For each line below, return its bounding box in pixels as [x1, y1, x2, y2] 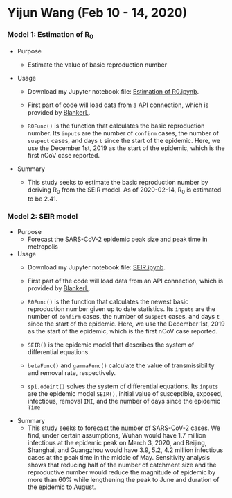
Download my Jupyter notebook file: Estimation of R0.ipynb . [27, 87, 199, 95]
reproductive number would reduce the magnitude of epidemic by [27, 467, 216, 476]
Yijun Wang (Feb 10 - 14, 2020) [7, 5, 188, 21]
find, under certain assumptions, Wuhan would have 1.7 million [27, 431, 206, 439]
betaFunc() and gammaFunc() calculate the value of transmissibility [27, 361, 215, 370]
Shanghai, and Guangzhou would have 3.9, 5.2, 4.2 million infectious [27, 446, 224, 454]
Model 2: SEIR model [7, 212, 78, 222]
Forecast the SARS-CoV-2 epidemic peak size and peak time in [27, 235, 208, 243]
